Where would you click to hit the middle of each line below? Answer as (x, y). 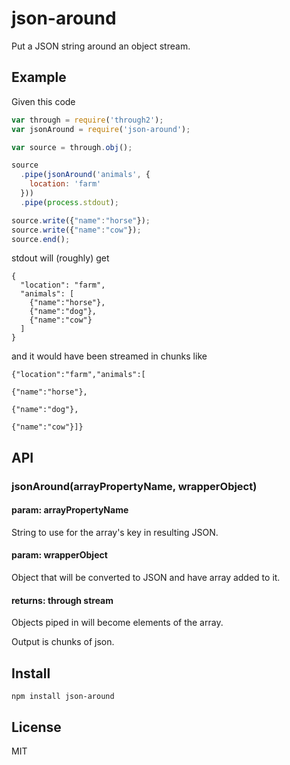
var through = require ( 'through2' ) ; (87, 120)
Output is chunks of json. (63, 642)
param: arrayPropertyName (70, 510)
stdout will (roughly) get (60, 258)
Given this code (43, 101)
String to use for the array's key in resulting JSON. (115, 532)
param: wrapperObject (59, 555)
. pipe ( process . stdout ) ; (69, 202)
